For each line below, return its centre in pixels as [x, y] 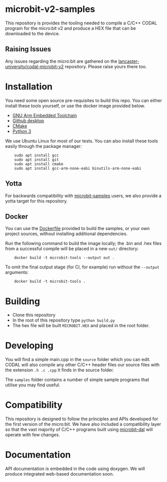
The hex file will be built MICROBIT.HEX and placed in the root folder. [81, 326]
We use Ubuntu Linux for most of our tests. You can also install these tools [82, 141]
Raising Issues [28, 49]
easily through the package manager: [44, 146]
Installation [29, 86]
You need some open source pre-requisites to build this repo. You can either [83, 100]
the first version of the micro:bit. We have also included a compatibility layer [83, 424]
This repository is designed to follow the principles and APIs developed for [82, 419]
